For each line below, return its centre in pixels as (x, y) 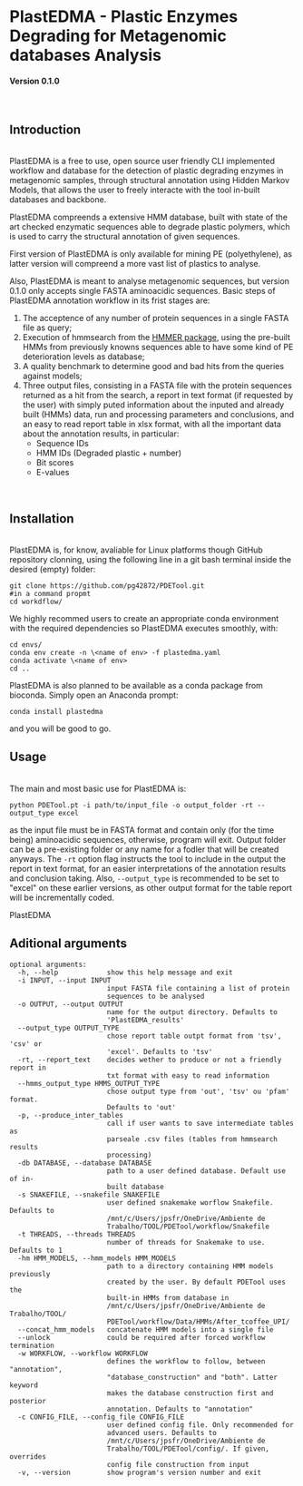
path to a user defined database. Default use (196, 1171)
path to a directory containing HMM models (190, 1266)
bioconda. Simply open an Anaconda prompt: (94, 695)
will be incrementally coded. (62, 897)
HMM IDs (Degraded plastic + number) (108, 453)
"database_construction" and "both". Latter (192, 1377)
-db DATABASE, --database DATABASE (85, 1163)
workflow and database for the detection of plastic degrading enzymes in (147, 171)
